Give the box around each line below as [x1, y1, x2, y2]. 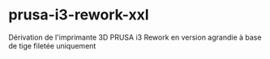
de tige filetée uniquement [8, 40, 96, 50]
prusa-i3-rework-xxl [8, 6, 149, 24]
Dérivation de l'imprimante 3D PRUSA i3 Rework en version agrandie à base [8, 32, 262, 42]
